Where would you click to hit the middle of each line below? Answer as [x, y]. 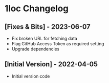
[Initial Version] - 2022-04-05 [51, 64]
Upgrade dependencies [35, 49]
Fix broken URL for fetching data [44, 38]
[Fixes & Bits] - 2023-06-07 [48, 27]
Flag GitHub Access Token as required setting [58, 44]
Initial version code [31, 76]
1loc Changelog [37, 9]
